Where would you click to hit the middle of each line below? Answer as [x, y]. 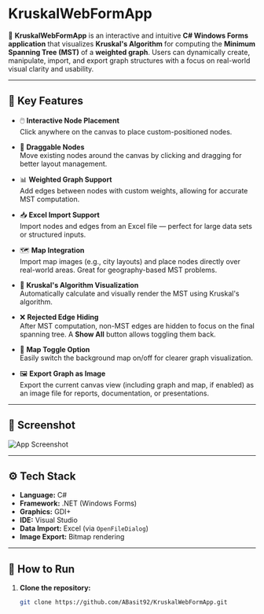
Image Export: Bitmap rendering [72, 537]
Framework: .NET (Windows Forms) [78, 503]
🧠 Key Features [46, 101]
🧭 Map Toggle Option [55, 349]
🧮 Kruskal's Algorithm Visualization [79, 285]
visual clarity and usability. [51, 68]
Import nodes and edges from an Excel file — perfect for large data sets [136, 226]
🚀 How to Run [42, 569]
